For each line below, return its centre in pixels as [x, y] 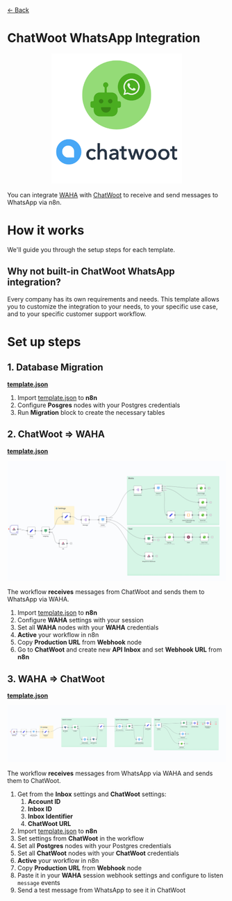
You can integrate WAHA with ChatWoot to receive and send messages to [113, 195]
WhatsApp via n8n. [34, 202]
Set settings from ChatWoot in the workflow [81, 838]
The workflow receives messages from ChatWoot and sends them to [106, 592]
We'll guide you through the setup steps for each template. [91, 249]
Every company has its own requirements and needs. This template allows [114, 299]
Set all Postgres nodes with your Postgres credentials [94, 846]
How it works [46, 230]
